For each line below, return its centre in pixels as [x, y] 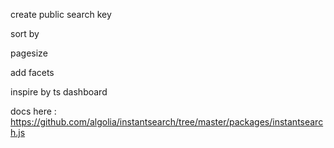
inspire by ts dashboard [59, 92]
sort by [25, 33]
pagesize [29, 53]
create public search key [61, 14]
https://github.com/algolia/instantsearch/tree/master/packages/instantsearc [167, 122]
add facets [32, 72]
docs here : [33, 111]
